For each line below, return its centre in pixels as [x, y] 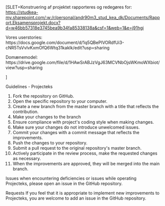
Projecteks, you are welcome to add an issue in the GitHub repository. [76, 198]
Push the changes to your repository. [50, 143]
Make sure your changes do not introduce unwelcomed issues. [76, 127]
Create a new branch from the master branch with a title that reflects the [86, 106]
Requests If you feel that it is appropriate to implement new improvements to [82, 193]
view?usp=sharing [24, 68]
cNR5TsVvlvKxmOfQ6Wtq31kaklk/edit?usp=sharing [58, 48]
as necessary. [27, 158]
